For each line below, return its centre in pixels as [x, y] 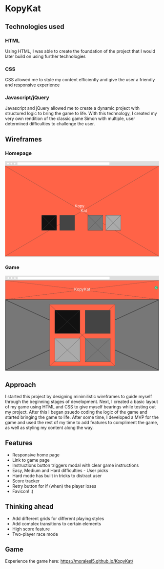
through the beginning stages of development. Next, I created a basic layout [82, 402]
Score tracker [26, 481]
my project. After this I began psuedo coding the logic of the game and [76, 412]
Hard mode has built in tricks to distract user [57, 475]
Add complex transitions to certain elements [57, 523]
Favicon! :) [23, 491]
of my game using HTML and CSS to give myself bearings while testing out [81, 406]
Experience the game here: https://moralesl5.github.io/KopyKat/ [69, 561]
